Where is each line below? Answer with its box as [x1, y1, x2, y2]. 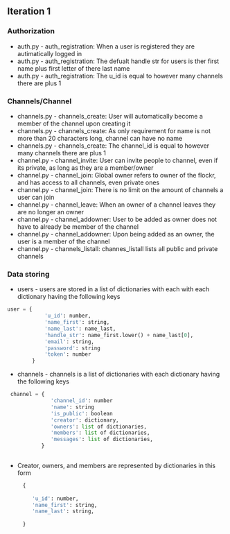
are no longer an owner [17, 207, 85, 216]
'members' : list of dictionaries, [51, 429, 150, 436]
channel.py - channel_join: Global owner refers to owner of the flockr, [17, 171, 216, 179]
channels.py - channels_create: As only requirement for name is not [17, 126, 211, 135]
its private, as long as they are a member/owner [17, 163, 154, 172]
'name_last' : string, [32, 508, 95, 515]
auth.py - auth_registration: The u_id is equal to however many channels [17, 71, 223, 80]
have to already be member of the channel [17, 222, 139, 231]
